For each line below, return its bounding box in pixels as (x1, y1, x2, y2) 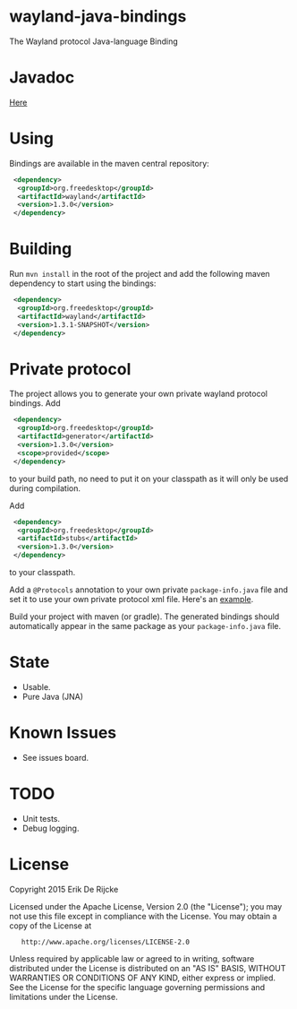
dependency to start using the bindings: (9, 278, 157, 289)
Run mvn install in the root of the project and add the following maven (9, 269, 270, 280)
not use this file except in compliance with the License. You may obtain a (9, 910, 277, 921)
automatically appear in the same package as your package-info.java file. (9, 621, 282, 632)
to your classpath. (9, 567, 76, 578)
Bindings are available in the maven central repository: (9, 158, 210, 168)
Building (9, 239, 72, 259)
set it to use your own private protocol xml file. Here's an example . (9, 594, 254, 605)
